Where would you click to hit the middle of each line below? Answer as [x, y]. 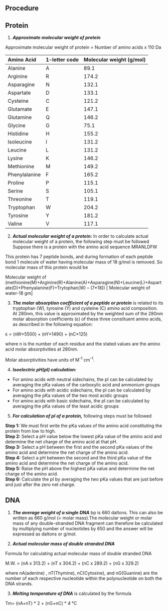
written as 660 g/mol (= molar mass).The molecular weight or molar [82, 518]
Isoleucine [20, 142]
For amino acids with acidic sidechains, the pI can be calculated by [82, 390]
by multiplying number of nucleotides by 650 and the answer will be [82, 528]
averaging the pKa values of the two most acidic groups [70, 395]
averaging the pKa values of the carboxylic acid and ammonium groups [86, 384]
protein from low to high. [31, 431]
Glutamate [20, 109]
